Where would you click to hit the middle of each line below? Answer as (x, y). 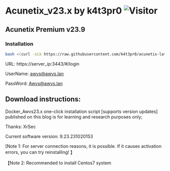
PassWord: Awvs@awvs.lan (34, 83)
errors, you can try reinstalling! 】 (40, 152)
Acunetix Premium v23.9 (45, 30)
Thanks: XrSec (21, 127)
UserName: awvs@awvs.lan (35, 74)
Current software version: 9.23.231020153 (49, 136)
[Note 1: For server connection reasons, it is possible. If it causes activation (83, 146)
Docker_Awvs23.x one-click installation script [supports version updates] (81, 111)
